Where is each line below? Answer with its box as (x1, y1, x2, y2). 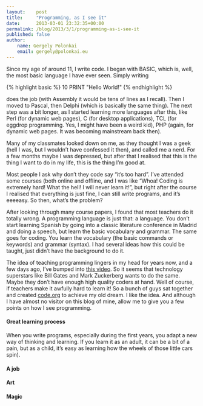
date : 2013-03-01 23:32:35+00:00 (6, 20, 104, 26)
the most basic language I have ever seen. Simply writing (6, 71, 149, 79)
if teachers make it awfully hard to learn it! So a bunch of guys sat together (6, 284, 193, 292)
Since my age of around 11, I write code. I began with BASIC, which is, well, (6, 65, 193, 72)
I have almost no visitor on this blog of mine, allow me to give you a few (6, 298, 185, 305)
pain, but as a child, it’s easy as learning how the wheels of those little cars (6, 345, 193, 352)
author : (6, 37, 26, 43)
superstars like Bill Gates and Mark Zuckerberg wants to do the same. (6, 271, 181, 279)
